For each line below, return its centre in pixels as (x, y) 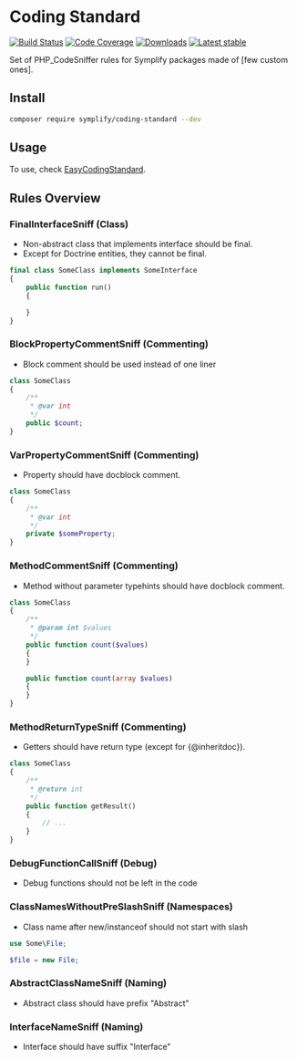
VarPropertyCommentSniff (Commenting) (104, 455)
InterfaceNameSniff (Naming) (77, 1026)
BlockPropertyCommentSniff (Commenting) (109, 344)
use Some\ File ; (38, 943)
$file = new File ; (44, 960)
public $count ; (55, 423)
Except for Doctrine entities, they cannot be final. (115, 254)
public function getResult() (81, 806)
